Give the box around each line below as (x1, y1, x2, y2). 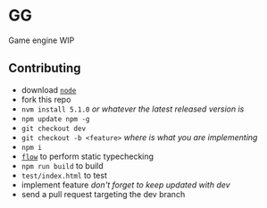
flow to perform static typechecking (21, 151, 154, 162)
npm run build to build (21, 160, 104, 171)
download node (21, 84, 77, 95)
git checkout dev (21, 124, 87, 133)
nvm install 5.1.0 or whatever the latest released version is (21, 104, 245, 114)
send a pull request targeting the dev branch (21, 188, 186, 199)
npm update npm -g (21, 114, 90, 123)
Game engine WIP (8, 35, 75, 46)
